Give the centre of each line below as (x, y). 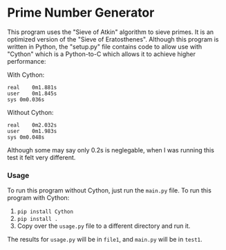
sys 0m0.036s (26, 99)
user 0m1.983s (32, 131)
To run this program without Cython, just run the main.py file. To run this (110, 190)
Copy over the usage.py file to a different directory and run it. (104, 226)
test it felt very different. (41, 157)
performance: (27, 61)
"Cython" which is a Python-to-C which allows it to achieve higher (101, 54)
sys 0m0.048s (26, 137)
